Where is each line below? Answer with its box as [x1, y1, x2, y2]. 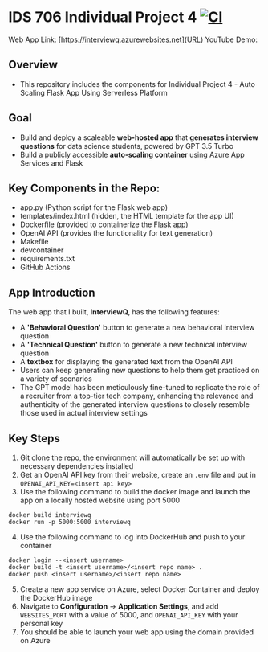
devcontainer [19, 245, 64, 255]
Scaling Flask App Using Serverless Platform [19, 88, 169, 97]
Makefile [19, 237, 49, 247]
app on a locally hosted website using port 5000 [19, 495, 181, 505]
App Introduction [8, 285, 95, 299]
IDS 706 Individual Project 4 [8, 8, 197, 27]
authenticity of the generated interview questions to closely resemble [19, 400, 250, 409]
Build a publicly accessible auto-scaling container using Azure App [19, 150, 245, 159]
